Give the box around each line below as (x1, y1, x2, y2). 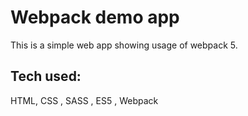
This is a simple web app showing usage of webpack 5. (10, 39, 238, 51)
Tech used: (10, 68, 82, 85)
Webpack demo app (10, 6, 180, 29)
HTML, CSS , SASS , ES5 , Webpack (10, 94, 159, 106)
